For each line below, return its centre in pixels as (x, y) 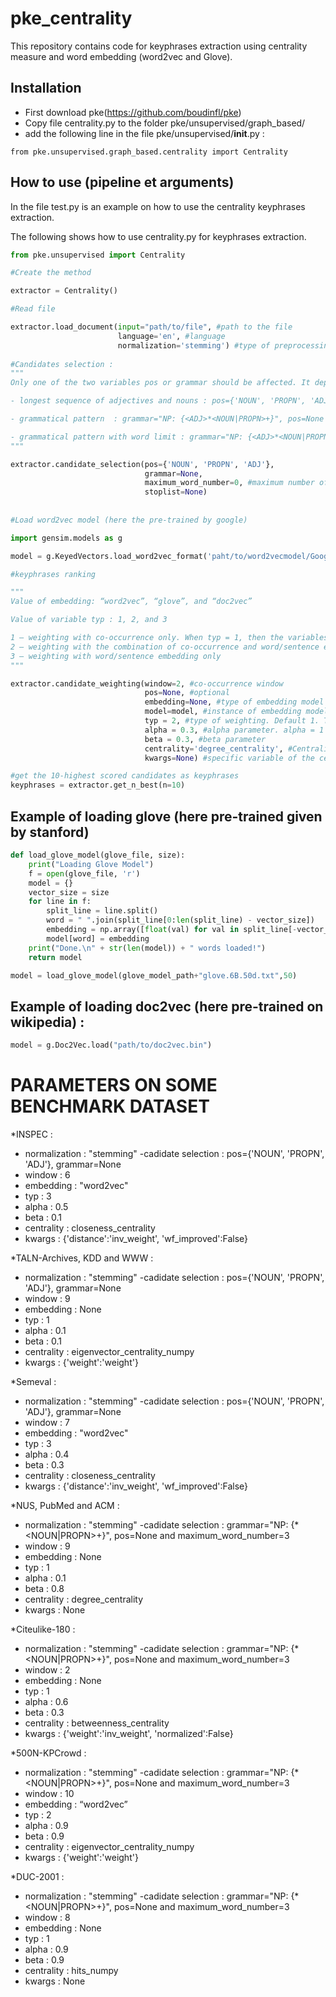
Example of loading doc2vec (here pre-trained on (167, 1006)
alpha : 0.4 (47, 1454)
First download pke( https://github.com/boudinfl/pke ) (133, 112)
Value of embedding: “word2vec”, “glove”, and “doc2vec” (131, 602)
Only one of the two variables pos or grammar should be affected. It (160, 383)
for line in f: (60, 902)
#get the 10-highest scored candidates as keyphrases (125, 776)
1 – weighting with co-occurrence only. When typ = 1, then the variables (169, 638)
